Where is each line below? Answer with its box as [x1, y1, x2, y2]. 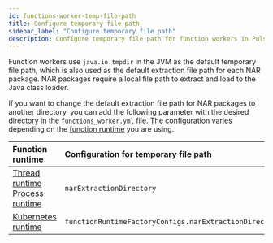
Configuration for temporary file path [64, 149, 213, 160]
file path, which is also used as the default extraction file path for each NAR [8, 66, 262, 76]
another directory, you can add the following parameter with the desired [8, 107, 249, 117]
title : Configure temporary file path [8, 20, 140, 28]
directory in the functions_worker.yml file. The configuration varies [8, 115, 233, 126]
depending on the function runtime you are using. [8, 124, 175, 134]
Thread [12, 167, 41, 179]
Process [12, 188, 44, 199]
